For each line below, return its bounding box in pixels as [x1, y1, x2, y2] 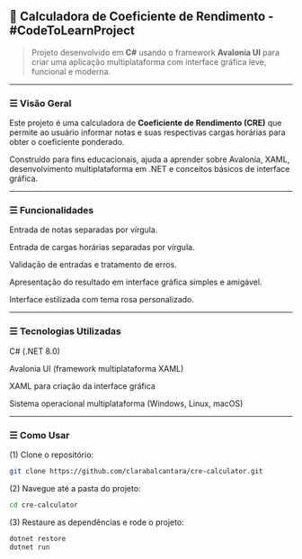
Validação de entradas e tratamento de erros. [9, 259, 177, 270]
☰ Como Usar [9, 428, 70, 441]
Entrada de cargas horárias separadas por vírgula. [9, 242, 195, 253]
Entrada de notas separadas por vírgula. [9, 224, 158, 235]
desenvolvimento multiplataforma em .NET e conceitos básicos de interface [9, 164, 290, 175]
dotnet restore [9, 534, 67, 543]
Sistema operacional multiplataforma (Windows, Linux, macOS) [9, 398, 244, 409]
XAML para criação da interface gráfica [9, 380, 155, 392]
